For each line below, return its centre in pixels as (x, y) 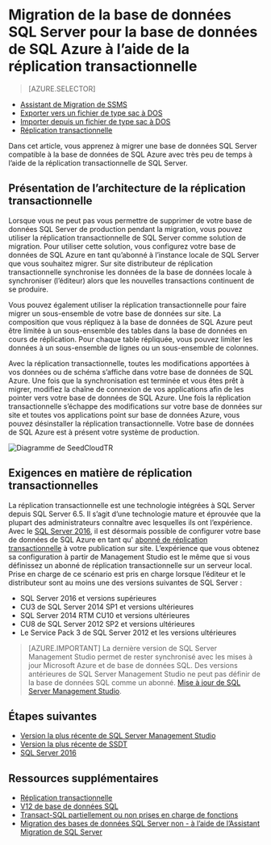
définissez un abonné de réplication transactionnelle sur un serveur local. (130, 565)
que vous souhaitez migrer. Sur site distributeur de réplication (111, 263)
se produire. (28, 289)
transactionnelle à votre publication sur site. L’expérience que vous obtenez (134, 548)
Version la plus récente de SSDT (73, 744)
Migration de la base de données (120, 15)
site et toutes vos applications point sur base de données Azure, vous (124, 414)
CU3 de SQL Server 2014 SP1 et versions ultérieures (107, 607)
